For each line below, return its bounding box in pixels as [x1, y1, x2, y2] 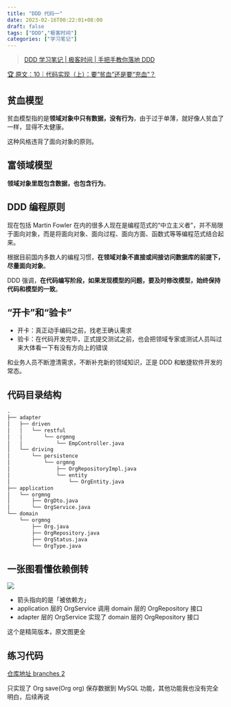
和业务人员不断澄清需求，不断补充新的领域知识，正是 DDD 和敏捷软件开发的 [7, 358, 223, 366]
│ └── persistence [7, 452, 78, 459]
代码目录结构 [7, 389, 62, 401]
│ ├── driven [7, 420, 51, 428]
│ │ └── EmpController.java [7, 439, 125, 447]
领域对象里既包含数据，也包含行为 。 [7, 179, 110, 187]
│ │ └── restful [7, 427, 67, 434]
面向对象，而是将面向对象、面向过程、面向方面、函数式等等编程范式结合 [12, 229, 218, 238]
